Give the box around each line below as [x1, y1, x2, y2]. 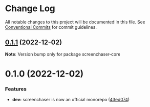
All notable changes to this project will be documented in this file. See [5, 19, 146, 25]
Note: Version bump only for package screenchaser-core [5, 51, 121, 57]
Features [5, 86, 27, 92]
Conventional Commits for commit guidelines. [5, 24, 97, 30]
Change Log [5, 3, 55, 14]
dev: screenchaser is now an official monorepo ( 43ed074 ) [12, 97, 130, 103]
